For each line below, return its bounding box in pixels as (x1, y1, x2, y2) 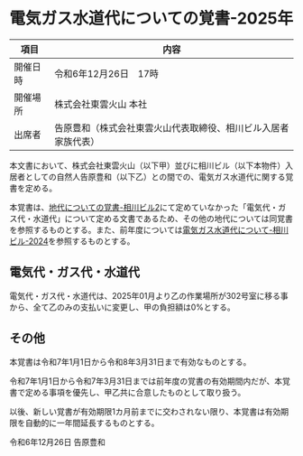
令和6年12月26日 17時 (53, 67, 160, 79)
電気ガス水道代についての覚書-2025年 (9, 8, 294, 29)
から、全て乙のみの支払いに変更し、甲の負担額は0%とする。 (9, 302, 236, 312)
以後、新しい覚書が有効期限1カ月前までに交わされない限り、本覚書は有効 (9, 405, 281, 416)
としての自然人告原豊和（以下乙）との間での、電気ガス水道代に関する (24, 171, 286, 181)
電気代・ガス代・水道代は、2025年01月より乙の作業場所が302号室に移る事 (9, 290, 289, 301)
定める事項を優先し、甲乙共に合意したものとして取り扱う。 (24, 386, 246, 397)
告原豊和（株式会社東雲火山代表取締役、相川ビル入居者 (53, 121, 289, 134)
